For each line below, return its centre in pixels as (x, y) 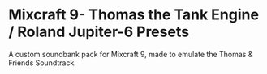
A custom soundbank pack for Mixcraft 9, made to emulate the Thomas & (131, 54)
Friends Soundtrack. (43, 63)
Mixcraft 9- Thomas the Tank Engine (134, 15)
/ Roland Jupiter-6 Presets (99, 32)
